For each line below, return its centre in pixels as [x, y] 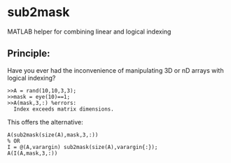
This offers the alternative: [45, 122]
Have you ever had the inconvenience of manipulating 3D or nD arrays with [115, 70]
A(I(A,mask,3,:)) [33, 153]
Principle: [29, 54]
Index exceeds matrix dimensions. [64, 109]
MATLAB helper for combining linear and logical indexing [89, 31]
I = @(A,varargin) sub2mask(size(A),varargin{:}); [83, 147]
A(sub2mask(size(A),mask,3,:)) [53, 135]
